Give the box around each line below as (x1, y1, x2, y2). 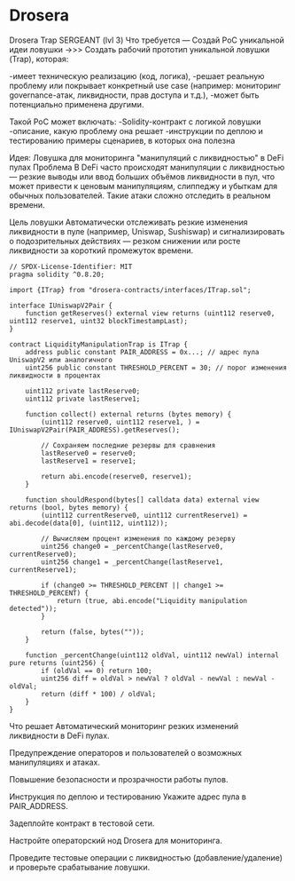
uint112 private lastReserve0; (25, 386, 141, 395)
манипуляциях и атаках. (9, 757, 100, 767)
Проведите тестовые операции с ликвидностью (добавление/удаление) (9, 852, 283, 862)
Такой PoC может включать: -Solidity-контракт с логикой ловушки (9, 116, 261, 127)
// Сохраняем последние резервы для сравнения (41, 440, 216, 449)
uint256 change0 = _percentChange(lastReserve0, (41, 542, 224, 551)
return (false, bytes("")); (41, 627, 144, 636)
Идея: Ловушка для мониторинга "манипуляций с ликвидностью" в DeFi (9, 152, 284, 163)
